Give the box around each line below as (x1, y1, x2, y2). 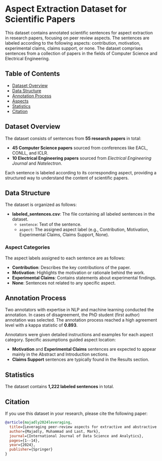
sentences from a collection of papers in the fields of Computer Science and (5, 50, 158, 56)
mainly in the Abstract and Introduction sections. (12, 351, 109, 358)
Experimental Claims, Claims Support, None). (19, 232, 109, 238)
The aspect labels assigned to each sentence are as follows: (5, 255, 126, 261)
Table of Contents (5, 69, 60, 78)
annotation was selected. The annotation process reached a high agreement (5, 317, 157, 323)
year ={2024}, (9, 443, 36, 447)
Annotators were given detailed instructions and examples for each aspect (5, 332, 153, 338)
